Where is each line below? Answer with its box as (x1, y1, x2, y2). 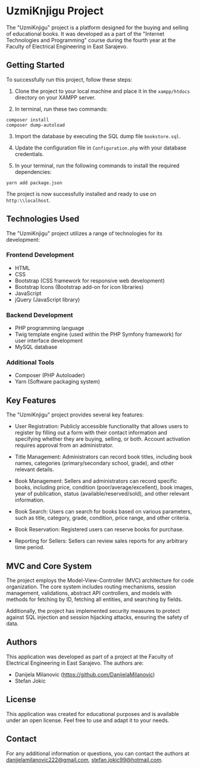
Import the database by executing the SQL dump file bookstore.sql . (14, 132, 181, 139)
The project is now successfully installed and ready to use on (6, 190, 157, 197)
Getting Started (6, 60, 65, 70)
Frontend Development (6, 251, 74, 259)
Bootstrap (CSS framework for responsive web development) (14, 277, 165, 284)
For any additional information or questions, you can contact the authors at (6, 749, 189, 757)
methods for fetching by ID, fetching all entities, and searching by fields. (6, 596, 183, 603)
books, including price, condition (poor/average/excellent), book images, (14, 484, 193, 491)
